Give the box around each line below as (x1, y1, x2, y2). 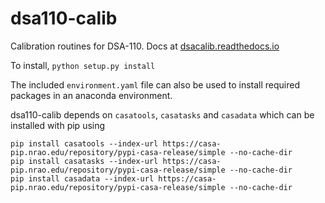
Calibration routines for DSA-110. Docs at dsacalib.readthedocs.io (10, 40, 280, 52)
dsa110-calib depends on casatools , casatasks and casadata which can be (10, 108, 315, 121)
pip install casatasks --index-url (10, 156, 159, 166)
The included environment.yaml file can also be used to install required (10, 78, 301, 91)
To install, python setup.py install (10, 59, 156, 71)
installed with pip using (10, 119, 106, 131)
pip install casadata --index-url (10, 173, 155, 184)
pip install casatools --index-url (10, 138, 159, 149)
